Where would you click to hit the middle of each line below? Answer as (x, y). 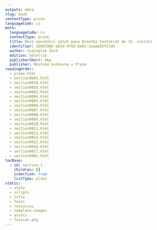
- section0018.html (29, 83)
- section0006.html (29, 106)
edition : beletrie (28, 55)
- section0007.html (29, 110)
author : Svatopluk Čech (34, 51)
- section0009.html (29, 119)
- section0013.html (29, 133)
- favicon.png (24, 220)
